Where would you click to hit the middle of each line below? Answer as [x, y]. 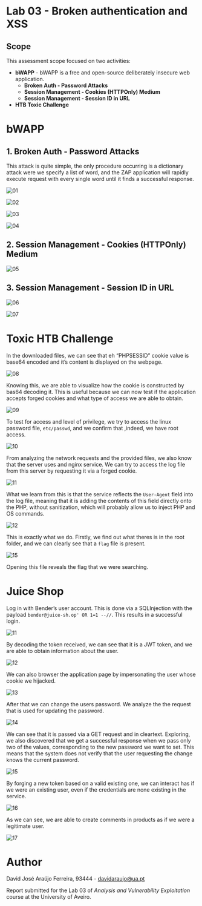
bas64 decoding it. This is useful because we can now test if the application [101, 392]
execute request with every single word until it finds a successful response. [100, 179]
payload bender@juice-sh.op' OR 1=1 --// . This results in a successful [94, 614]
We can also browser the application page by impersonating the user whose [101, 674]
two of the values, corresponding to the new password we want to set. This [100, 747]
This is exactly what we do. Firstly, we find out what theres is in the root [96, 537]
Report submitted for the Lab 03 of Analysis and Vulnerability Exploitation [98, 890]
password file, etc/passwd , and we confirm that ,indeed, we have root [92, 428]
